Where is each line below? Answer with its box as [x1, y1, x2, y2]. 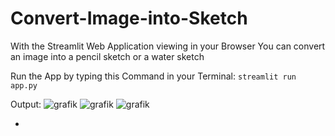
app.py [10, 80, 38, 91]
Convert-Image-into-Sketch [10, 7, 248, 30]
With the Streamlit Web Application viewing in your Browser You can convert [10, 40, 326, 52]
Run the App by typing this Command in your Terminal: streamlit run [10, 70, 297, 82]
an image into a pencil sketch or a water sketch [10, 50, 205, 62]
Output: [10, 98, 42, 110]
